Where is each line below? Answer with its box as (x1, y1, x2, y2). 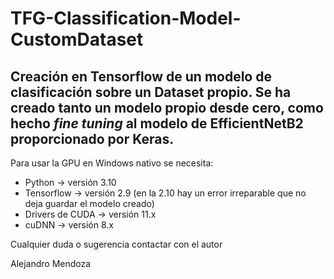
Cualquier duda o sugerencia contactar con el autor (10, 238, 223, 250)
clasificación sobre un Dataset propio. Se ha (10, 83, 292, 101)
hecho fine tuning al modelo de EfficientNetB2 (10, 115, 304, 132)
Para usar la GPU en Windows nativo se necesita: (10, 157, 214, 169)
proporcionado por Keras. (10, 130, 175, 147)
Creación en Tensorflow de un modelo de (10, 68, 272, 85)
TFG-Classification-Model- (10, 7, 242, 30)
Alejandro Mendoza (10, 258, 92, 269)
